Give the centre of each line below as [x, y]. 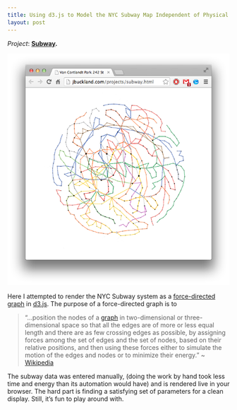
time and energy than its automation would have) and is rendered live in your [119, 383]
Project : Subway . [32, 43]
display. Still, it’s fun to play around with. [66, 399]
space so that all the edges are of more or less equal [138, 324]
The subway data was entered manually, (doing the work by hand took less [116, 376]
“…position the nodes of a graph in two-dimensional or [104, 317]
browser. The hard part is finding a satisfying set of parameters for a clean [115, 391]
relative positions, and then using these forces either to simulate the [123, 347]
